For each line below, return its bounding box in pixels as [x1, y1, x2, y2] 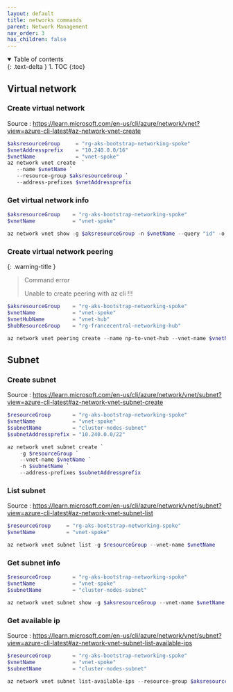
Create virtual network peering [7, 246, 114, 256]
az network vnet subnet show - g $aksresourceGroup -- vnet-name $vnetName [7, 599, 225, 606]
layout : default [7, 10, 54, 17]
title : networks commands [7, 17, 82, 24]
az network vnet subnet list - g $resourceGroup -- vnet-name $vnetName [7, 542, 216, 549]
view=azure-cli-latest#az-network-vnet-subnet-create [7, 398, 164, 407]
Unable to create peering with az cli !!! [24, 289, 133, 298]
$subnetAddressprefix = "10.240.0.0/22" [7, 431, 126, 438]
